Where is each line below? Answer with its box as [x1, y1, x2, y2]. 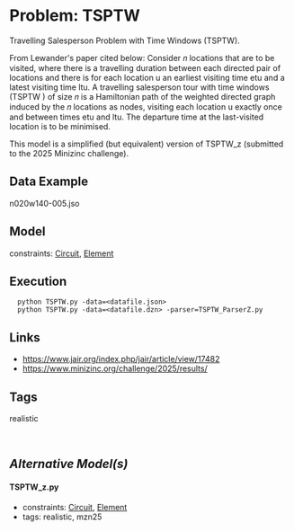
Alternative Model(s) [9, 456, 129, 472]
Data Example [9, 174, 89, 190]
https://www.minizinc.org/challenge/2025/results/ [22, 363, 209, 374]
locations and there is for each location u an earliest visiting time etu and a [9, 72, 285, 83]
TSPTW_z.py [9, 482, 59, 492]
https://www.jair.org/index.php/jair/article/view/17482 [22, 354, 220, 365]
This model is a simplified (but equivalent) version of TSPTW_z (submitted [9, 138, 284, 149]
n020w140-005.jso [9, 198, 80, 208]
